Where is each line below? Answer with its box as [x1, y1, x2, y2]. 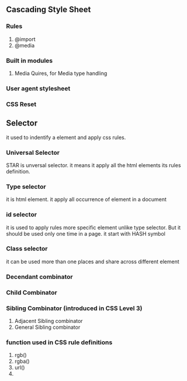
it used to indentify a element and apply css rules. [6, 134, 126, 141]
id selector [6, 210, 37, 219]
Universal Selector [6, 148, 60, 157]
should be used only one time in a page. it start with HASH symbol [6, 230, 165, 237]
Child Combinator [6, 288, 57, 297]
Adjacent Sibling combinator [14, 317, 83, 324]
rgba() [14, 358, 30, 365]
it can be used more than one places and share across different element [6, 258, 179, 265]
